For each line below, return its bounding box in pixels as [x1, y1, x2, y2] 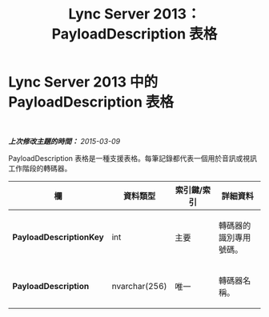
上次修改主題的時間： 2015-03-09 [8, 136, 121, 146]
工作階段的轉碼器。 [8, 163, 72, 173]
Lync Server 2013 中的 [8, 73, 159, 91]
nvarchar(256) [111, 280, 167, 291]
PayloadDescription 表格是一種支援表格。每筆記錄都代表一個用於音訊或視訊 [8, 153, 258, 163]
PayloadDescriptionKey [12, 231, 104, 243]
